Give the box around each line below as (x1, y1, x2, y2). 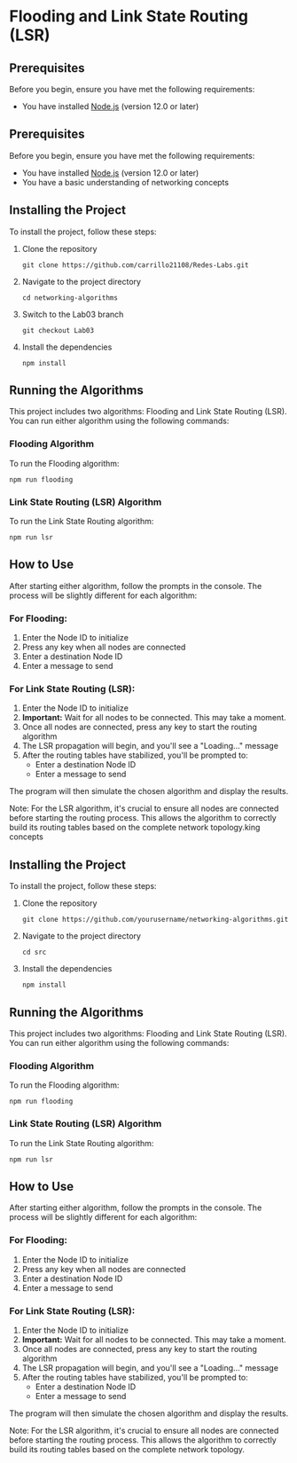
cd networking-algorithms (21, 293, 118, 303)
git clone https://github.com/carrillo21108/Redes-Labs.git (21, 260, 249, 270)
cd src (21, 948, 47, 957)
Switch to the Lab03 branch (21, 309, 124, 319)
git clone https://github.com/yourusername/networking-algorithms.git (21, 916, 289, 924)
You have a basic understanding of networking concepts (21, 177, 229, 187)
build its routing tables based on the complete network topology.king (9, 822, 261, 833)
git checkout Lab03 (21, 326, 95, 334)
